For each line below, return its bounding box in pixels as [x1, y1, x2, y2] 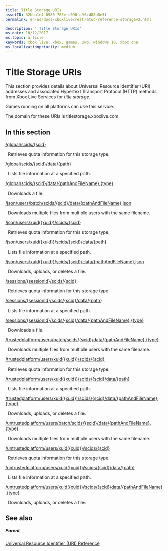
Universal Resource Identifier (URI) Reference [5, 540, 100, 546]
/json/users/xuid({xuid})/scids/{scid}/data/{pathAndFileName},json [5, 258, 144, 265]
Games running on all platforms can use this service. [5, 103, 114, 109]
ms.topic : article [5, 35, 44, 40]
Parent [5, 528, 20, 534]
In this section [5, 128, 51, 137]
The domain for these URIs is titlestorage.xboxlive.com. [5, 113, 120, 119]
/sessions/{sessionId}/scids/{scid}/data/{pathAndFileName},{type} [5, 317, 144, 323]
